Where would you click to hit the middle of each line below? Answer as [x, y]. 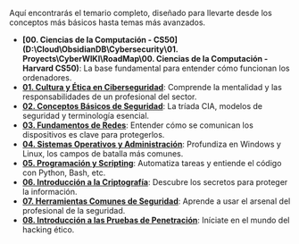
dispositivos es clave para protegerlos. [93, 135]
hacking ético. [48, 230]
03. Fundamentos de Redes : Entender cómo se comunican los [138, 125]
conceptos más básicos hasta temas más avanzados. [108, 22]
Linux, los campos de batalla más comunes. [103, 154]
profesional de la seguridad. [74, 210]
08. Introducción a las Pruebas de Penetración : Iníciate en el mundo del [156, 220]
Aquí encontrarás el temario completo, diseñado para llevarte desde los [141, 13]
